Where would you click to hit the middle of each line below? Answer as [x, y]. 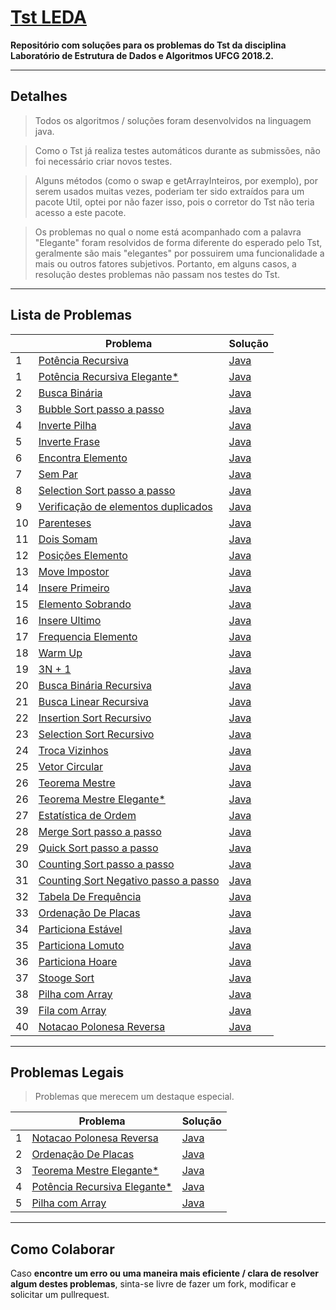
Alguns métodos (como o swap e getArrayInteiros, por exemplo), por [176, 180]
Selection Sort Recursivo [96, 734]
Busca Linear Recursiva [94, 701]
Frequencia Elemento [88, 636]
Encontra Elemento [83, 458]
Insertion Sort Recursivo [95, 718]
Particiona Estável [80, 929]
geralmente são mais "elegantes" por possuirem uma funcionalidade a [179, 253]
